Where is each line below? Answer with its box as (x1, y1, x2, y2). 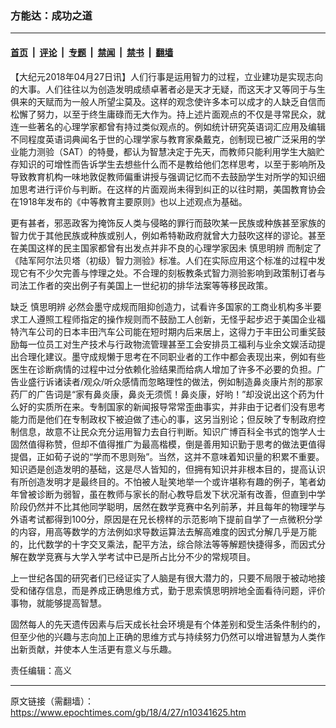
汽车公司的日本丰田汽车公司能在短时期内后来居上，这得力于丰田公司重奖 (18, 325, 317, 337)
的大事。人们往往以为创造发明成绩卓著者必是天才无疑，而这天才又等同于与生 (10, 83, 326, 95)
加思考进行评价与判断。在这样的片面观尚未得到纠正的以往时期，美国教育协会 (10, 183, 326, 195)
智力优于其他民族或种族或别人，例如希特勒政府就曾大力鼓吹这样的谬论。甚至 (10, 229, 326, 241)
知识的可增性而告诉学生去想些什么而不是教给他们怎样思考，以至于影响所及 (18, 158, 326, 170)
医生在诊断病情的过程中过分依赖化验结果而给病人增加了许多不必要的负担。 (10, 363, 317, 375)
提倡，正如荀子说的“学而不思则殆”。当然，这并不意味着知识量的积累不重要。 (10, 450, 325, 462)
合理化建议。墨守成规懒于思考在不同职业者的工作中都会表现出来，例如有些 (18, 350, 326, 362)
